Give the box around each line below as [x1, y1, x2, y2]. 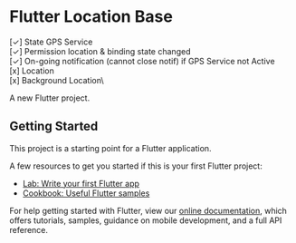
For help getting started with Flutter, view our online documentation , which [9, 205, 288, 216]
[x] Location [9, 65, 54, 76]
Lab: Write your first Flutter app [22, 178, 140, 189]
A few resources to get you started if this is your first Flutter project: [9, 160, 263, 171]
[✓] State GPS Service [9, 36, 93, 47]
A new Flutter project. [9, 92, 91, 103]
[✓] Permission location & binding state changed [9, 45, 191, 56]
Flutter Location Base [9, 6, 174, 27]
